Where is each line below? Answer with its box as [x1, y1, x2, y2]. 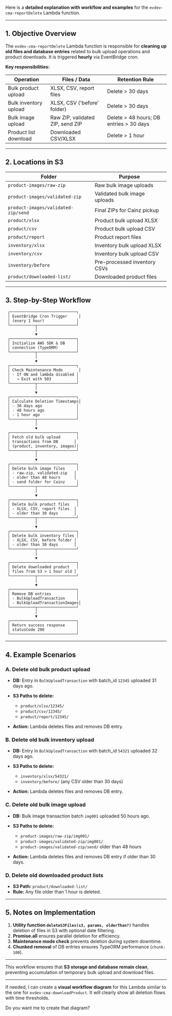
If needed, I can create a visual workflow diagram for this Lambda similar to [5, 984, 166, 990]
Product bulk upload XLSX [94, 217, 158, 224]
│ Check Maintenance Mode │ [7, 368, 81, 373]
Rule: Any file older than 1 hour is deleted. [12, 889, 101, 895]
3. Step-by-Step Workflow [5, 296, 91, 305]
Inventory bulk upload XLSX [94, 241, 162, 249]
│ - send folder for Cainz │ [7, 479, 79, 485]
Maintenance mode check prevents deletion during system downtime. [12, 938, 162, 944]
